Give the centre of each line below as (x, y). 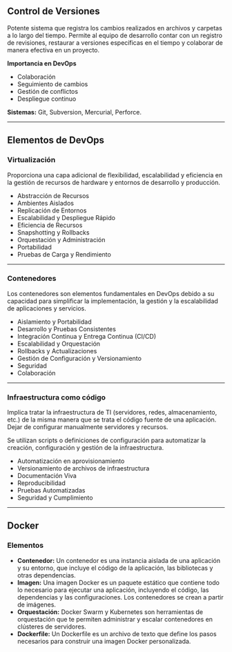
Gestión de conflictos (47, 91)
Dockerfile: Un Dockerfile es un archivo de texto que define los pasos (117, 633)
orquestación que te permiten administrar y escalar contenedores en (115, 619)
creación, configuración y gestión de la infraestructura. (86, 448)
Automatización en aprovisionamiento (71, 461)
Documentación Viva (47, 476)
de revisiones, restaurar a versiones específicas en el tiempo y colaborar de (115, 42)
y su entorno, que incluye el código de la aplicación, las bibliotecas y (115, 568)
